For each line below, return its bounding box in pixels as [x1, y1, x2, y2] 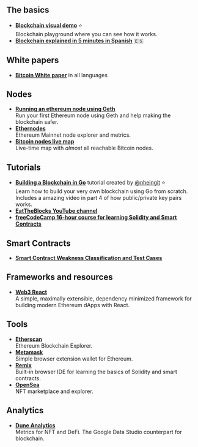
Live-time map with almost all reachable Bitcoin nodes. [15, 144, 154, 152]
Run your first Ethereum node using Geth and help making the [15, 112, 171, 119]
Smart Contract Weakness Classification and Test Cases [15, 254, 163, 262]
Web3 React [15, 288, 48, 296]
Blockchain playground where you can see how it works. [15, 30, 158, 37]
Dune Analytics [15, 421, 56, 429]
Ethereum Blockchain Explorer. [15, 342, 93, 349]
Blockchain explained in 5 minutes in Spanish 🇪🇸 [15, 37, 144, 44]
